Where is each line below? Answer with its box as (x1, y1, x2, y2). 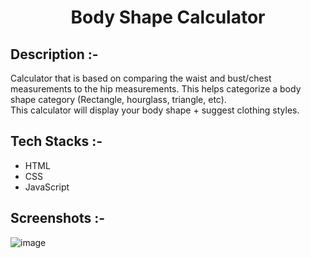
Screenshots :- (10, 210, 106, 227)
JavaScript (24, 181, 70, 193)
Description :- (10, 46, 99, 63)
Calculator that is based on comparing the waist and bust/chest (10, 72, 272, 84)
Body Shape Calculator (70, 6, 266, 29)
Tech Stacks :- (10, 133, 103, 150)
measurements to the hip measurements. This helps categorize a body (10, 83, 302, 95)
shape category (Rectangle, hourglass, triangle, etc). (10, 94, 227, 105)
